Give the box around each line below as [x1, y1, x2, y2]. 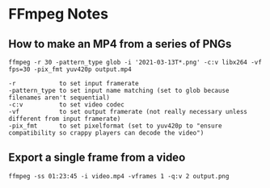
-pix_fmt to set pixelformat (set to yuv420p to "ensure [8, 122, 222, 130]
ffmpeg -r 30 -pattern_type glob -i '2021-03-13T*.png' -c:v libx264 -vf [8, 58, 263, 66]
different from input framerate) [8, 115, 121, 123]
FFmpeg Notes [8, 5, 109, 23]
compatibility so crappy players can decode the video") [8, 129, 205, 137]
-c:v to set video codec [8, 101, 125, 109]
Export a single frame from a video [8, 151, 186, 165]
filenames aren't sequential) [8, 94, 111, 102]
